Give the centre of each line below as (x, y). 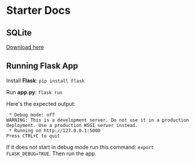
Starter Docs (38, 11)
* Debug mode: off (32, 115)
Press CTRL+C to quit (33, 136)
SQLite (19, 33)
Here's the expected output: (41, 103)
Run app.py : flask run (34, 92)
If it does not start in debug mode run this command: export (80, 147)
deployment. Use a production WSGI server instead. (72, 125)
